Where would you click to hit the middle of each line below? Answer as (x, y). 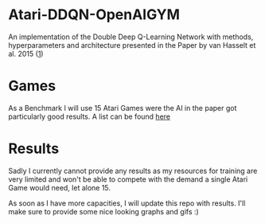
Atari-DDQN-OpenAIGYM (94, 15)
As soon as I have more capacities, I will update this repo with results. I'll (127, 203)
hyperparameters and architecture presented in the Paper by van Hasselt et (132, 45)
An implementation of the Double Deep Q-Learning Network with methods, (131, 37)
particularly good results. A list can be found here (90, 116)
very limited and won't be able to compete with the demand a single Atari (128, 179)
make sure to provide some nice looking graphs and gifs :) (103, 211)
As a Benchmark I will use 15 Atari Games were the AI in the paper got (123, 108)
